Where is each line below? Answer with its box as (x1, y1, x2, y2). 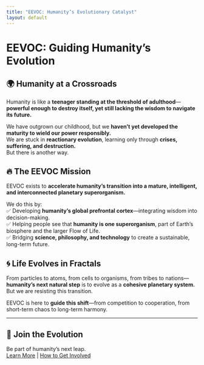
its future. (6, 111, 32, 118)
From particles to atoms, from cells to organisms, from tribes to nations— (6, 275, 189, 282)
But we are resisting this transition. (6, 288, 93, 295)
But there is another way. (6, 149, 69, 156)
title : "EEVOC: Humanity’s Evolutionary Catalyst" (6, 9, 137, 15)
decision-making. (6, 214, 50, 221)
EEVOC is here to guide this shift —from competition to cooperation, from (6, 299, 190, 307)
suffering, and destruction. (6, 142, 76, 149)
